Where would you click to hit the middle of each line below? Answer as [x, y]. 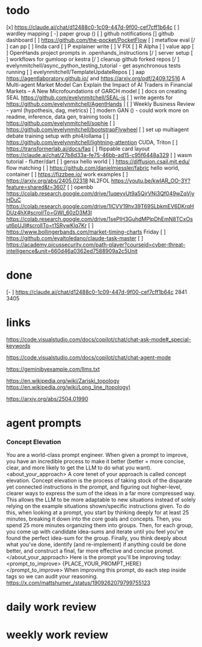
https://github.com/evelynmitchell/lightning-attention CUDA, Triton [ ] [92, 142]
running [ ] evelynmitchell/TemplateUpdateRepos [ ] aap [76, 72]
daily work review [51, 607]
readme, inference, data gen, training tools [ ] [62, 116]
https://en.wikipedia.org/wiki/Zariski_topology [63, 380]
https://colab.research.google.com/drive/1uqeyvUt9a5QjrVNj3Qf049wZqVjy [100, 193]
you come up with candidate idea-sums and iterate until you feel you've [95, 532]
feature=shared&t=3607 [36, 187]
